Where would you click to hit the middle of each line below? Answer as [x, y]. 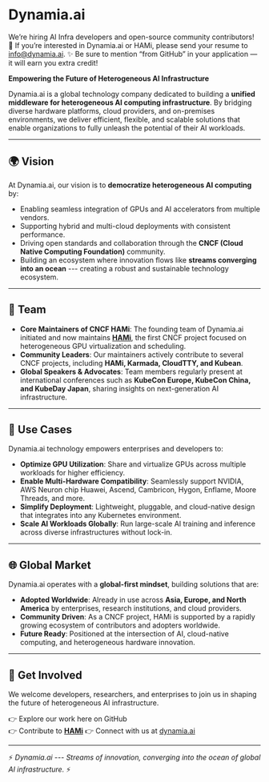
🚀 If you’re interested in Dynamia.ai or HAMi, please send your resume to [128, 45]
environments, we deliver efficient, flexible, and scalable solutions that [124, 119]
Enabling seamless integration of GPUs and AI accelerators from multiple [140, 209]
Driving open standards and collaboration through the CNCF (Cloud [131, 243]
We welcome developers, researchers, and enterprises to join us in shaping [133, 694]
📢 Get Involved [45, 675]
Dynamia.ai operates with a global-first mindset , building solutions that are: [134, 584]
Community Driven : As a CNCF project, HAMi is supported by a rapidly [138, 617]
